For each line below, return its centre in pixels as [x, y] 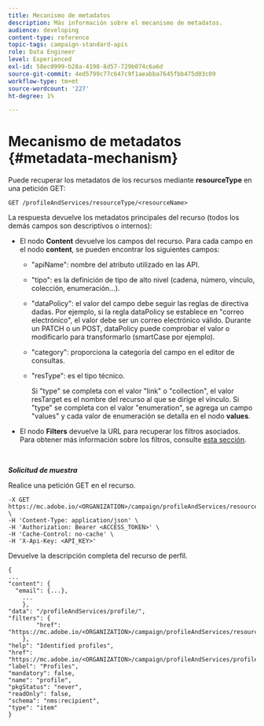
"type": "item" [33, 708]
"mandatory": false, [42, 673]
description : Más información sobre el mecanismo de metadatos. [115, 23]
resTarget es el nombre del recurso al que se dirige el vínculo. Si [135, 400]
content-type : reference [49, 37]
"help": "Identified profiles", [61, 646]
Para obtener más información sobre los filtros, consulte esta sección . [133, 440]
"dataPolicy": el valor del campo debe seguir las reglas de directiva [140, 304]
